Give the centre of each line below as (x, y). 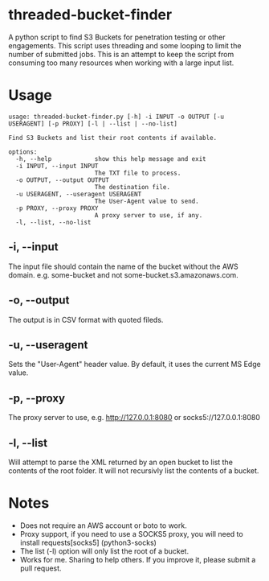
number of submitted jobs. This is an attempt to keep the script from (121, 54)
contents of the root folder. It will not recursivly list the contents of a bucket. (134, 470)
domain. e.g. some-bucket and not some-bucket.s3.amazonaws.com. (123, 274)
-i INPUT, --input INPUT (57, 166)
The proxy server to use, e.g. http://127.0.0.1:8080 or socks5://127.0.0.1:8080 (134, 418)
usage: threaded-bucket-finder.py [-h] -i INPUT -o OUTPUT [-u (116, 117)
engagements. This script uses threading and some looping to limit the (125, 45)
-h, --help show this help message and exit (111, 159)
